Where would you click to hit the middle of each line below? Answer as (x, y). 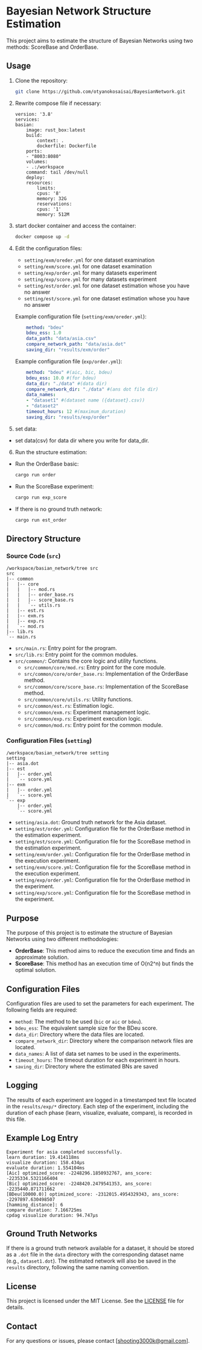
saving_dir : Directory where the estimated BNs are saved (87, 1066)
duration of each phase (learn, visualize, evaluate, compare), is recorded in (99, 1112)
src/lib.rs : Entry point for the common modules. (76, 655)
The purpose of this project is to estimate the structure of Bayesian (90, 933)
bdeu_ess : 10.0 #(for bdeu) (61, 378)
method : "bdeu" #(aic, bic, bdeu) (69, 372)
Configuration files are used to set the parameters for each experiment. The (100, 1003)
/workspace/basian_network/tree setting (58, 753)
